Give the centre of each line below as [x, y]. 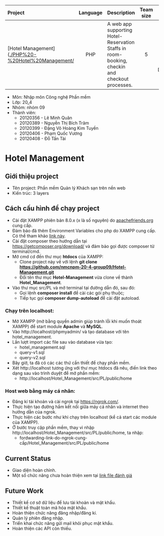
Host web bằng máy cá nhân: [40, 391]
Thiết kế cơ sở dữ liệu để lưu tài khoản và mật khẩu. [64, 503]
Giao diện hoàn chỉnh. [34, 470]
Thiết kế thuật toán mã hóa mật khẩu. [50, 508]
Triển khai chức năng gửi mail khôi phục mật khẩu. [63, 523]
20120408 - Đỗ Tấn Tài [42, 138]
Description [121, 13]
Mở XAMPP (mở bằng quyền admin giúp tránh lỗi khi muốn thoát [77, 321]
